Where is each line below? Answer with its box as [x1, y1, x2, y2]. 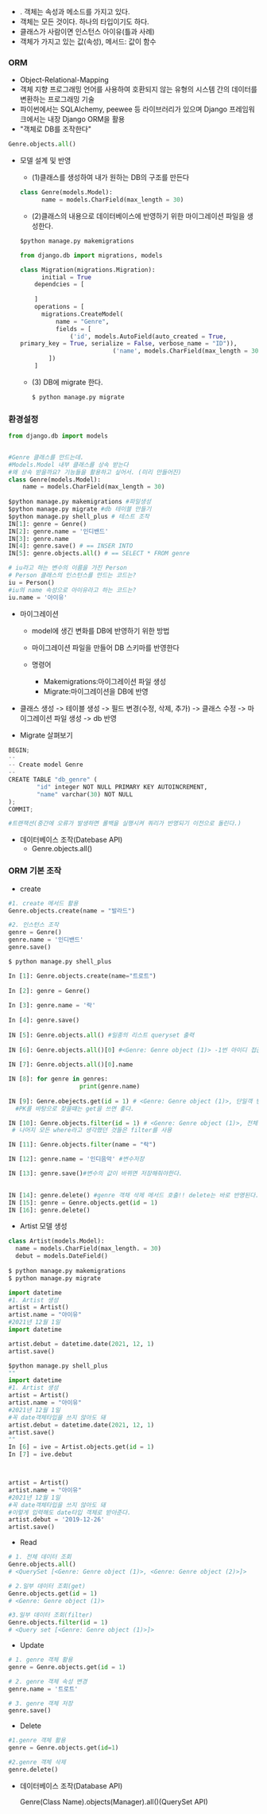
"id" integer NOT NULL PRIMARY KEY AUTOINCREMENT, [37, 783, 208, 791]
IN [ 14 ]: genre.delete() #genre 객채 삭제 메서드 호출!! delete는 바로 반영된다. [8, 1191, 260, 1199]
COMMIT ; [8, 805, 34, 813]
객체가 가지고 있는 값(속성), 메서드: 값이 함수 [19, 37, 157, 46]
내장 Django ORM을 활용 [47, 115, 126, 124]
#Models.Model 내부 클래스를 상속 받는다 [8, 461, 130, 469]
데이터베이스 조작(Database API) [19, 1781, 123, 1790]
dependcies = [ [34, 281, 85, 289]
